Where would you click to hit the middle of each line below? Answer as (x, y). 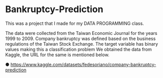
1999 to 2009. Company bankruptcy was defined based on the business (80, 38)
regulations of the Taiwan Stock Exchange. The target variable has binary (82, 44)
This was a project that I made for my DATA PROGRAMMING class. (75, 23)
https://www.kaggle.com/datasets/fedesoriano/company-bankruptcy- (83, 64)
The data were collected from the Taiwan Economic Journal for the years (81, 33)
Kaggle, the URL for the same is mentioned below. (57, 55)
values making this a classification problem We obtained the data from (78, 49)
